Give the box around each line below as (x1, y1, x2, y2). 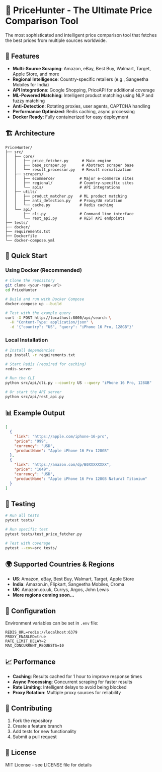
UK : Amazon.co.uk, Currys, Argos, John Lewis (12, 587, 109, 593)
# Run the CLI (5, 375, 35, 380)
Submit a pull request (12, 734, 57, 740)
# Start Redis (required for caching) (5, 362, 87, 367)
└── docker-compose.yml (5, 237, 55, 243)
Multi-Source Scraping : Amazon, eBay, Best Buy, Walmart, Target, (12, 65, 151, 71)
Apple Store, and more (12, 71, 59, 77)
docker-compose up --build (5, 301, 62, 306)
